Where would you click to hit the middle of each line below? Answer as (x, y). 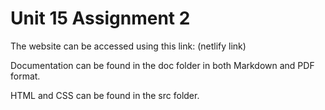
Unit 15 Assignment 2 (100, 18)
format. (25, 76)
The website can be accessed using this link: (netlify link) (128, 46)
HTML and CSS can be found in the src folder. (105, 95)
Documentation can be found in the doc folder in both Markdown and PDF (162, 65)
